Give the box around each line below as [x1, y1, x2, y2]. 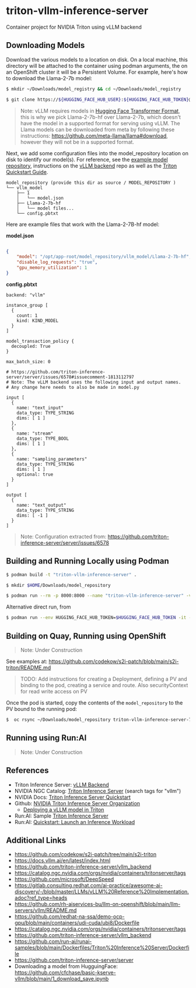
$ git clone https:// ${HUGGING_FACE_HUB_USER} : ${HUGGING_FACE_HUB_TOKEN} [6, 97, 190, 102]
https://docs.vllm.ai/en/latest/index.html [14, 857, 111, 864]
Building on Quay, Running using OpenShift [6, 631, 166, 641]
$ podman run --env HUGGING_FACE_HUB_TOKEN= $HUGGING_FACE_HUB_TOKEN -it [6, 615, 187, 621]
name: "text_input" [16, 405, 64, 411]
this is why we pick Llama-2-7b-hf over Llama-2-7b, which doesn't [20, 113, 181, 121]
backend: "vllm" [6, 292, 45, 298]
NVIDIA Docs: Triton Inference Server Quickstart [14, 794, 131, 801]
